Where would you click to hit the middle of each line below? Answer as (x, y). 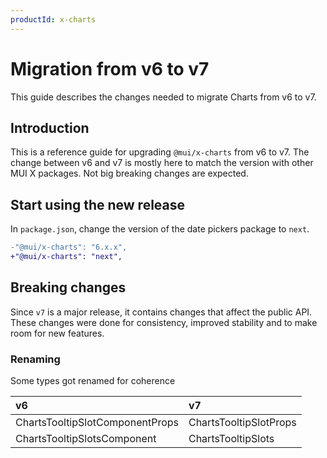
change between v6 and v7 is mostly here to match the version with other (162, 163)
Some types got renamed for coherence (93, 381)
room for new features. (57, 333)
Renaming (35, 359)
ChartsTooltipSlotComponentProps (97, 423)
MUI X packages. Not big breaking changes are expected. (129, 173)
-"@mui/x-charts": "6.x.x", (69, 247)
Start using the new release (98, 204)
